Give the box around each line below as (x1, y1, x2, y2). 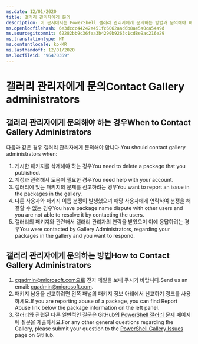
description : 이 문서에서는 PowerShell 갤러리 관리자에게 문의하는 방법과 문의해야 (6, 19, 187, 25)
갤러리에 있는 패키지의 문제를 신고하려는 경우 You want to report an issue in (14, 184, 190, 191)
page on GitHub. (14, 332, 55, 339)
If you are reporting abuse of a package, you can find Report (30, 297, 178, 304)
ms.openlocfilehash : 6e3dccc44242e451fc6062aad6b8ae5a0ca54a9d (6, 25, 165, 31)
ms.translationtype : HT (6, 36, 65, 42)
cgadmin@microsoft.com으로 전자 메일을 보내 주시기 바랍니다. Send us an (14, 277, 188, 284)
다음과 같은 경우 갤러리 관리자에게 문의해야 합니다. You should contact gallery (6, 143, 186, 150)
